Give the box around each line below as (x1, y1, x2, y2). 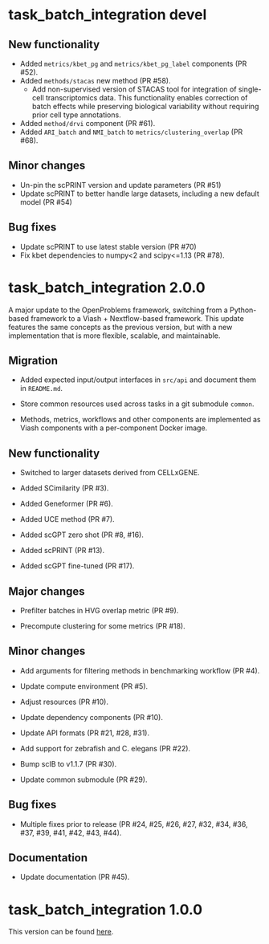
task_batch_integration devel (8, 6, 207, 24)
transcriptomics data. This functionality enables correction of (45, 93, 248, 102)
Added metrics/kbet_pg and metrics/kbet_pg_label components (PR (19, 59, 247, 68)
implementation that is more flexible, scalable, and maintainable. (8, 331, 221, 340)
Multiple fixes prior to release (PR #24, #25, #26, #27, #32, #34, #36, (19, 819, 248, 828)
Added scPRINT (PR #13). (19, 546, 105, 555)
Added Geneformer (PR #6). (19, 499, 114, 509)
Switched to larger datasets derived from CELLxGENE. (19, 468, 200, 478)
